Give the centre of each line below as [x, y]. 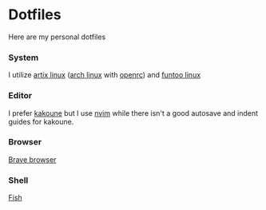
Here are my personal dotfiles [57, 37]
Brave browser [32, 159]
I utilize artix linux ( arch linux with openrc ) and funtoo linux [105, 75]
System [24, 57]
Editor [20, 96]
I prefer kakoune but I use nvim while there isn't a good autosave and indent [133, 113]
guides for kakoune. [41, 121]
